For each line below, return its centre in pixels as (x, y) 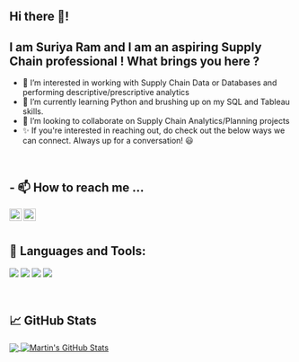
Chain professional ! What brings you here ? (135, 61)
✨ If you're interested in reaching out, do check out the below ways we (154, 130)
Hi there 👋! (40, 17)
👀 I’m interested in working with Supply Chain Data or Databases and (149, 83)
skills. (33, 111)
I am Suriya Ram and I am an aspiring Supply (136, 47)
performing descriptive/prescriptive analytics (106, 93)
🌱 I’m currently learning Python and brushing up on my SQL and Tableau (156, 102)
